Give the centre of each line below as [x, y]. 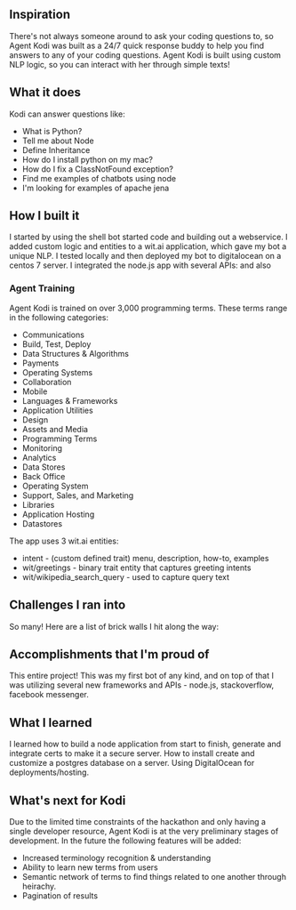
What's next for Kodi [68, 800]
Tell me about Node [58, 141]
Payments [40, 363]
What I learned [51, 723]
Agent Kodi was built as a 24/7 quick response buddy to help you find [137, 45]
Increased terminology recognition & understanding [116, 858]
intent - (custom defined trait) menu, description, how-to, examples [145, 558]
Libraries [38, 504]
